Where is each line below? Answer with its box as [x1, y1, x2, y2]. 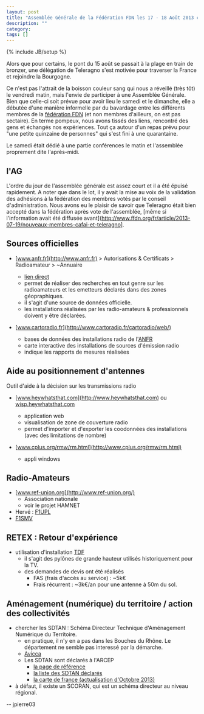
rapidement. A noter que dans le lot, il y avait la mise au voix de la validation [6, 188, 196, 195]
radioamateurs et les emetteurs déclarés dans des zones [24, 285, 167, 293]
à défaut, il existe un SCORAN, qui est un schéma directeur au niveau [15, 682, 188, 690]
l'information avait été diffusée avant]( [6, 214, 102, 222]
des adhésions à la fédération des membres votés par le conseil [6, 195, 166, 202]
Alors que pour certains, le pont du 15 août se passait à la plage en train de [6, 60, 194, 68]
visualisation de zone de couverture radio [24, 418, 129, 426]
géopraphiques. [24, 292, 64, 299]
